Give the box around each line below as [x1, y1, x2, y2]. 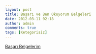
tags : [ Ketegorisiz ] [5, 30, 48, 35]
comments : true [5, 26, 36, 30]
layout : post [5, 7, 32, 12]
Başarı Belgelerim [5, 44, 41, 49]
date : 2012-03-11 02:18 [5, 16, 54, 21]
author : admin [5, 21, 34, 26]
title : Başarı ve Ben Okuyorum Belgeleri [5, 12, 92, 17]
